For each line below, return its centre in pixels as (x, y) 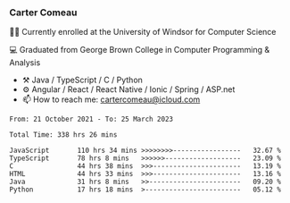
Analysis (25, 63)
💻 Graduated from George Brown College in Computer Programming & (140, 50)
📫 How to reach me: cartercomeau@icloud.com (111, 99)
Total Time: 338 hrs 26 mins (63, 135)
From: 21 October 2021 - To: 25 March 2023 (91, 119)
